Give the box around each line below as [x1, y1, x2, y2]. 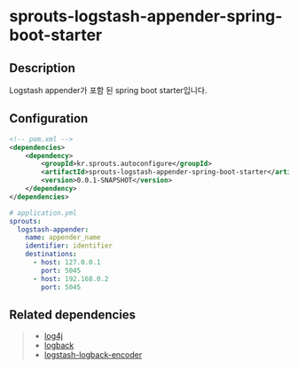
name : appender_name [25, 233, 101, 242]
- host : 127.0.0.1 [32, 258, 101, 267]
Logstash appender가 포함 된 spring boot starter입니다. [9, 85, 208, 95]
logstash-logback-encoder [43, 349, 143, 360]
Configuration [9, 111, 89, 126]
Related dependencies [9, 307, 136, 322]
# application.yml [9, 208, 77, 217]
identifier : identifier [25, 241, 114, 250]
